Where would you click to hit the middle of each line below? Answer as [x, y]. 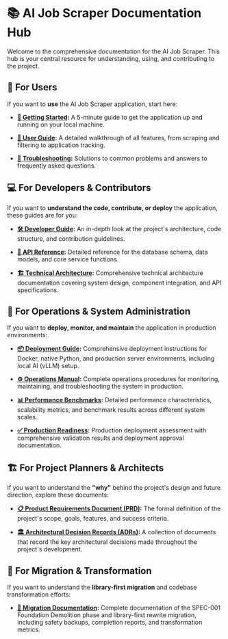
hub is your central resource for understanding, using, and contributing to [111, 58]
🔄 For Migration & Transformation [79, 571]
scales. [27, 417]
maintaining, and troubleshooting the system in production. [100, 387]
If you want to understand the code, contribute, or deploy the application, [112, 208]
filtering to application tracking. [61, 145]
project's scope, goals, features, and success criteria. [93, 519]
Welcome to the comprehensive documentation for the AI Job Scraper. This [114, 51]
